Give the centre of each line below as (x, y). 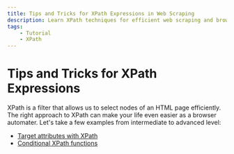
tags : (15, 26)
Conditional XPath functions (57, 144)
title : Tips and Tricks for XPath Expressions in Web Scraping (101, 14)
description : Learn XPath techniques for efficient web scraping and (110, 20)
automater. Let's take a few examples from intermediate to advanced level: (114, 123)
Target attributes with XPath (57, 136)
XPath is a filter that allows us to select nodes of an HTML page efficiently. (114, 108)
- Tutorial (36, 33)
